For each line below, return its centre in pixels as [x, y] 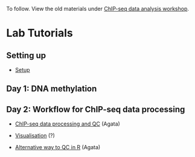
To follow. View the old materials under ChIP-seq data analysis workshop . [97, 9]
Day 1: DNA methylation [52, 89]
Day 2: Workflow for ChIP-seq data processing [96, 109]
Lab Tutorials [40, 33]
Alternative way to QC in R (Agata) [58, 147]
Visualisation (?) [35, 136]
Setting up [26, 55]
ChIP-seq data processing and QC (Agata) [68, 124]
